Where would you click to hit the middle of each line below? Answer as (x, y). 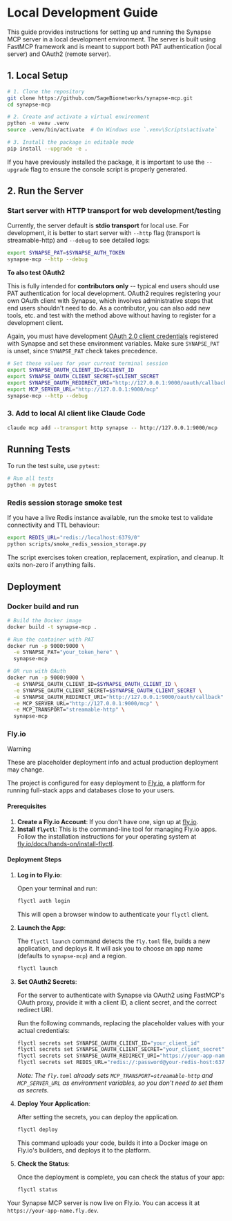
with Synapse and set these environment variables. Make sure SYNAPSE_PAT (113, 344)
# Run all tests (30, 478)
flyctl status (37, 1190)
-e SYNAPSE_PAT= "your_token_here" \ (66, 652)
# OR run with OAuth (37, 671)
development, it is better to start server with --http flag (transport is (104, 233)
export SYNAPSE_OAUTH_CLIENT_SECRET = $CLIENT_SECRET (83, 376)
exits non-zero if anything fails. (51, 565)
